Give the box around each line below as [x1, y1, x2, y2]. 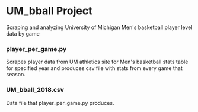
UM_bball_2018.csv [6, 86, 64, 94]
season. [6, 71, 25, 78]
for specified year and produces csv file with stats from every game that [6, 65, 183, 72]
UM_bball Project [6, 4, 93, 18]
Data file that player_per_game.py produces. [6, 99, 114, 106]
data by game [6, 30, 40, 37]
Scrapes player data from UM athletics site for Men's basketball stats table [6, 58, 189, 66]
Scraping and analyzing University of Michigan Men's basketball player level [6, 24, 193, 31]
